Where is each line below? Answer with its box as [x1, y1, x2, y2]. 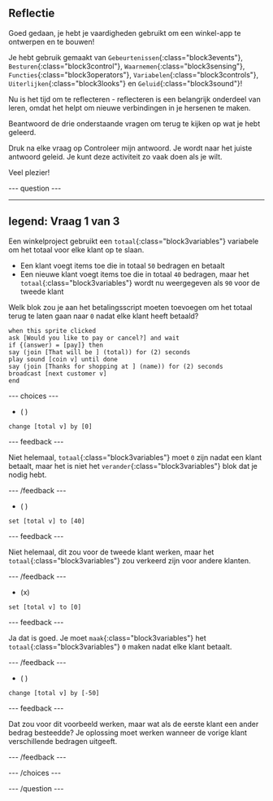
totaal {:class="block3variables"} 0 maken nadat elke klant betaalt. [8, 641, 232, 651]
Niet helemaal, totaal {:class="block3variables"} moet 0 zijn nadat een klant [8, 452, 262, 462]
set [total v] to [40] [8, 517, 85, 525]
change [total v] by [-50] [8, 689, 100, 697]
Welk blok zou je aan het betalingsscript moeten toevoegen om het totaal [8, 302, 253, 312]
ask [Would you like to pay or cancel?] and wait [8, 334, 180, 342]
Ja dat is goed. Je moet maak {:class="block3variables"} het [8, 632, 207, 642]
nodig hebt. [8, 470, 47, 479]
